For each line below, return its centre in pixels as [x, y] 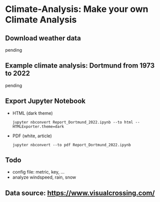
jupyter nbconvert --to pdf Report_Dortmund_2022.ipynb [72, 145]
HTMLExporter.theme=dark [38, 126]
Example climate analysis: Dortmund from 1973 [80, 66]
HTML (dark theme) [33, 113]
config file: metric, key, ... [38, 172]
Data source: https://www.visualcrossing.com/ [80, 193]
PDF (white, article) [32, 136]
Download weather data [43, 38]
